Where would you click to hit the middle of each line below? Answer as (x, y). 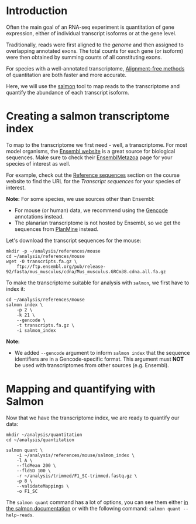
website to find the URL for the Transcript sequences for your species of (93, 181)
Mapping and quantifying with (81, 389)
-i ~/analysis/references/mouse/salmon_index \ (75, 455)
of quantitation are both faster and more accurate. (66, 75)
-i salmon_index (37, 330)
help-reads (19, 515)
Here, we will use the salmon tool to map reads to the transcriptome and (93, 86)
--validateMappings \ (43, 486)
